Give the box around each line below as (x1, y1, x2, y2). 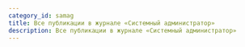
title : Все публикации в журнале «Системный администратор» (8, 19, 216, 27)
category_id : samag (8, 11, 74, 20)
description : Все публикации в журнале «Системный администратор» (8, 26, 237, 34)
